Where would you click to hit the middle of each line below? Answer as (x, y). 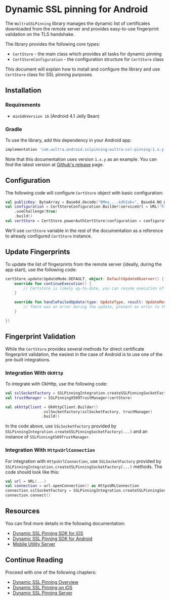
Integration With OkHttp (34, 373)
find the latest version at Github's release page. (55, 164)
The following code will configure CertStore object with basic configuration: (84, 193)
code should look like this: (32, 472)
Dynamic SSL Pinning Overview (45, 582)
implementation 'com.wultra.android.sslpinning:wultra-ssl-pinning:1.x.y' (86, 149)
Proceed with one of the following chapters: (51, 572)
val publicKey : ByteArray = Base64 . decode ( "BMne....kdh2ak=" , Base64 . (81, 202)
